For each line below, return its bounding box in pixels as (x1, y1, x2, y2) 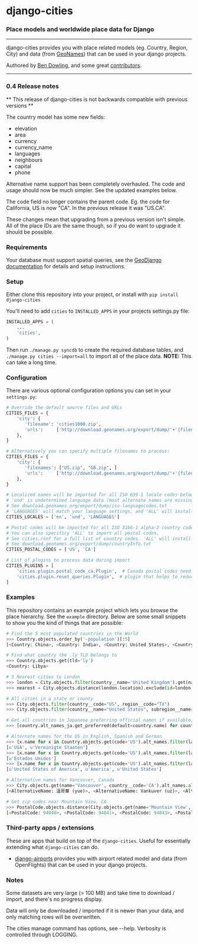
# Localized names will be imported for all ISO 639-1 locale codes (6, 492, 178, 498)
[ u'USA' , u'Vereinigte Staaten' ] (6, 744, 88, 750)
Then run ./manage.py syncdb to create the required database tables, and (6, 346, 184, 353)
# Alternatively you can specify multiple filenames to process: (6, 448, 170, 455)
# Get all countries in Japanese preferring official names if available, (6, 717, 194, 724)
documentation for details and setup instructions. (6, 263, 126, 270)
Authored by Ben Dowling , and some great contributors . (6, 62, 142, 69)
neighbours (14, 156, 43, 163)
